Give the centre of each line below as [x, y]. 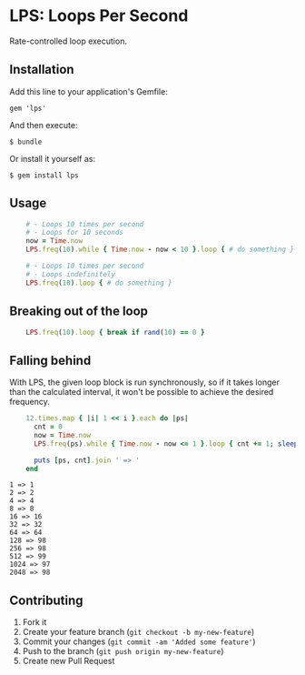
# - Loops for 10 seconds [75, 233]
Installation [42, 70]
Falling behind [50, 360]
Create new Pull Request [69, 661]
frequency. [30, 402]
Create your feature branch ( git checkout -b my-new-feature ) [138, 632]
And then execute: [44, 125]
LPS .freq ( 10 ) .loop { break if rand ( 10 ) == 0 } [115, 332]
